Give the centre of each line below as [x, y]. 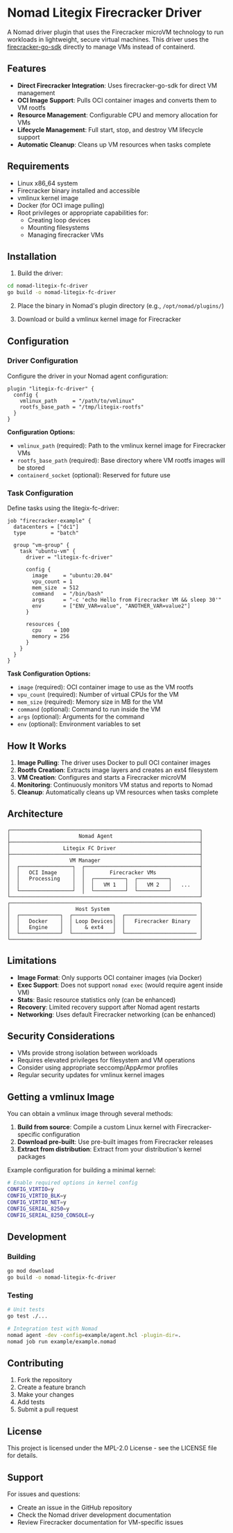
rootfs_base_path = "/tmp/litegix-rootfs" [82, 407]
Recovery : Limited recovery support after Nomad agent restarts [108, 1007]
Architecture [35, 814]
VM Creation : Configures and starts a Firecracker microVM [102, 777]
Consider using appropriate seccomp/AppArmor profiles [97, 1067]
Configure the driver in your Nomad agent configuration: [88, 376]
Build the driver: [40, 273]
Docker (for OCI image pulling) [61, 205]
